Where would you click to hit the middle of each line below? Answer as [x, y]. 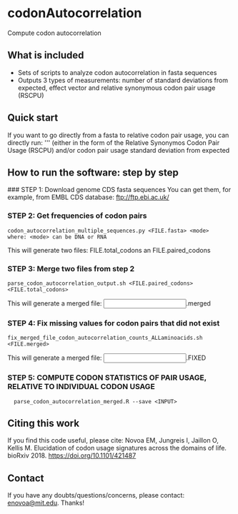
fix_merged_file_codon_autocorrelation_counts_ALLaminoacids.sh [105, 338]
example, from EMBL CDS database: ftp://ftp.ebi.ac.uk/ [88, 197]
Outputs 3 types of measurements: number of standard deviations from [123, 80]
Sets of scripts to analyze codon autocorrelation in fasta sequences [117, 72]
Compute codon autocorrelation [54, 33]
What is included [46, 55]
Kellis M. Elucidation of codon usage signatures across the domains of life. [117, 448]
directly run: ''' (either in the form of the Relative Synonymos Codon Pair [114, 142]
